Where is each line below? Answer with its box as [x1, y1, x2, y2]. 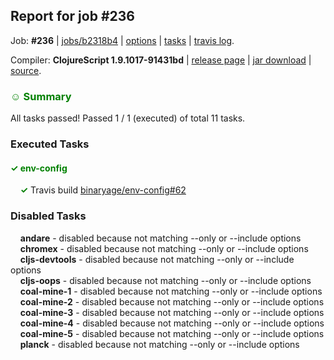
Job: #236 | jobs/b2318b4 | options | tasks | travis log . [10, 34, 235, 46]
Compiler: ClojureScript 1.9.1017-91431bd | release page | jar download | [10, 54, 312, 66]
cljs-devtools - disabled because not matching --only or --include [19, 253, 295, 265]
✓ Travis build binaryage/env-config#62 [19, 184, 187, 196]
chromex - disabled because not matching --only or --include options [19, 242, 309, 254]
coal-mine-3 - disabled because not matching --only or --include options [19, 306, 325, 318]
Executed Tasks [10, 137, 90, 151]
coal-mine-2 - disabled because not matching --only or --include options [19, 295, 325, 308]
